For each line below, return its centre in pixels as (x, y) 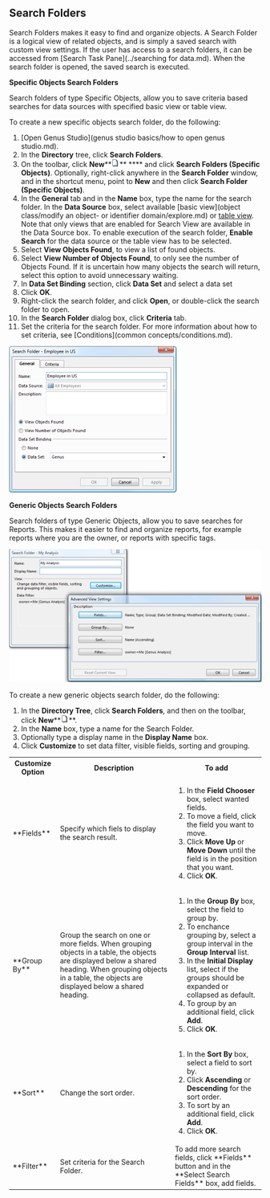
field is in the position (222, 858)
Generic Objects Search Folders (63, 505)
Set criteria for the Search (102, 1162)
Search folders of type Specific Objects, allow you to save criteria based (129, 98)
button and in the (203, 1166)
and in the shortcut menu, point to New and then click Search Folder (134, 181)
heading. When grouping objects (113, 969)
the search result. (89, 837)
